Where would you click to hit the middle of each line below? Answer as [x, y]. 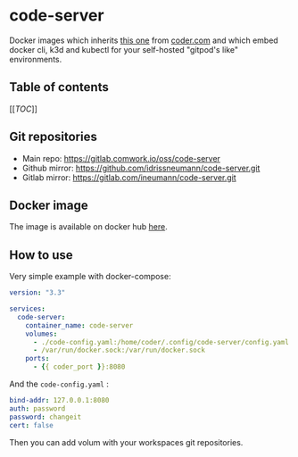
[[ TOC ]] [23, 109]
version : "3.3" [37, 293]
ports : [37, 359]
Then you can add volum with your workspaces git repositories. [126, 442]
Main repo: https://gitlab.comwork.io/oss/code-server [121, 158]
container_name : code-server [79, 325]
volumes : [41, 334]
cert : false [31, 425]
